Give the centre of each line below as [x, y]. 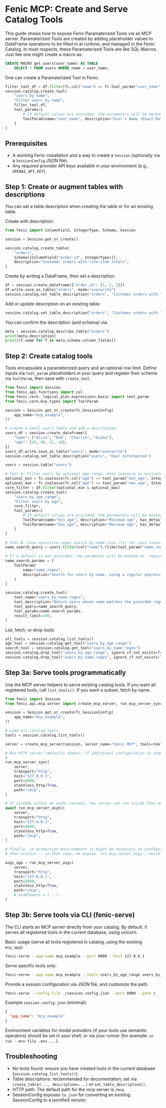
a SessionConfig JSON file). [40, 161]
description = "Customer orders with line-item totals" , [72, 262]
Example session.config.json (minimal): [46, 1003]
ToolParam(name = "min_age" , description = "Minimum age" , [81, 520]
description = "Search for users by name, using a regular [83, 575]
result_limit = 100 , [33, 616]
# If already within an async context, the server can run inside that [80, 804]
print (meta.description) [31, 336]
